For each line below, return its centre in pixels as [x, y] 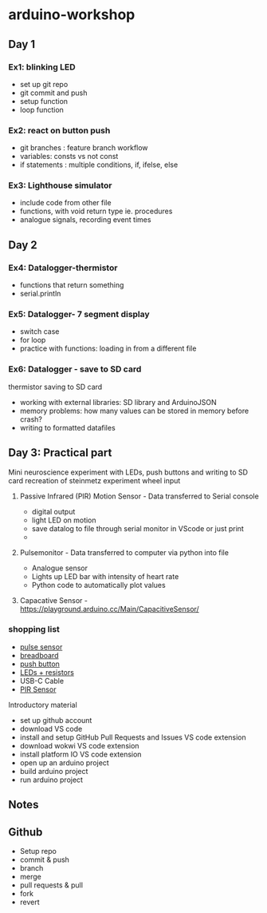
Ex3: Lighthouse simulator [60, 185]
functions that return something [72, 285]
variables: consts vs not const [69, 157]
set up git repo [44, 84]
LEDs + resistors [47, 672]
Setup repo [38, 851]
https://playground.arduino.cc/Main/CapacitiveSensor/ [109, 609]
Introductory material [43, 705]
